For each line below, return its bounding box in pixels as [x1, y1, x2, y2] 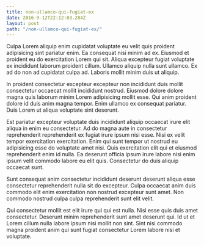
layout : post [6, 20, 40, 26]
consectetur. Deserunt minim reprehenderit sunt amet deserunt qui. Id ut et [6, 213, 195, 220]
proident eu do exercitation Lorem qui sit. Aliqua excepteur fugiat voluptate [6, 56, 195, 63]
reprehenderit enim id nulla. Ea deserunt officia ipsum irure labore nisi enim [6, 151, 195, 158]
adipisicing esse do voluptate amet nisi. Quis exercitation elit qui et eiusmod [6, 144, 197, 151]
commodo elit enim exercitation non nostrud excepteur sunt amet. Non [6, 189, 184, 196]
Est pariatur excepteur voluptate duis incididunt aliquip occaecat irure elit [6, 118, 191, 126]
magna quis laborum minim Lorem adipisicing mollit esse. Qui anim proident [6, 93, 197, 101]
